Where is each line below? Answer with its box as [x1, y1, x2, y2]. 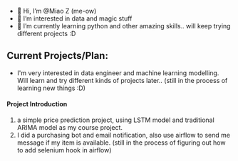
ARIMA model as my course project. [16, 123, 123, 132]
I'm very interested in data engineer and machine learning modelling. [16, 68, 219, 77]
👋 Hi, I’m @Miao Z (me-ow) [16, 7, 97, 15]
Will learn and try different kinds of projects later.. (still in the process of [16, 76, 228, 84]
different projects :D [16, 29, 76, 38]
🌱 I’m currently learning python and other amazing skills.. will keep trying [16, 22, 231, 30]
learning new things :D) [16, 84, 86, 92]
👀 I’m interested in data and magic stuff [16, 14, 133, 23]
